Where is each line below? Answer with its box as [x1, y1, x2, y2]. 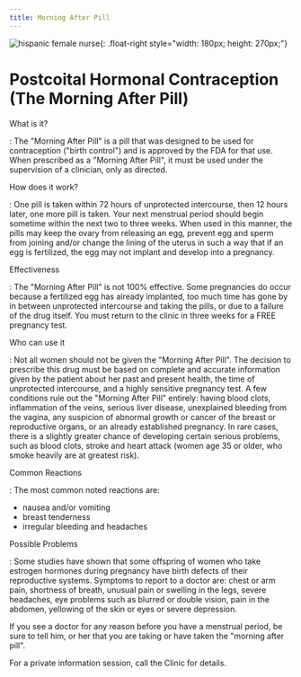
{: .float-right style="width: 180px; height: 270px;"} [100, 38, 288, 48]
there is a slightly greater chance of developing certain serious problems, [9, 430, 280, 441]
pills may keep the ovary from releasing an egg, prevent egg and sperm [9, 227, 274, 238]
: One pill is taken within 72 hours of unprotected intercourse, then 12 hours [9, 198, 288, 209]
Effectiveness [9, 264, 60, 275]
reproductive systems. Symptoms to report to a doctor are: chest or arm [9, 575, 276, 585]
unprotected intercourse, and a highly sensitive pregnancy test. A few [9, 382, 268, 393]
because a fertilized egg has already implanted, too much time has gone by [9, 291, 288, 302]
